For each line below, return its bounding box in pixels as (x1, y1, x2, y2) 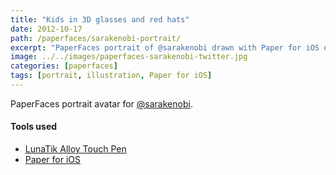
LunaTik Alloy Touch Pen (24, 143, 127, 155)
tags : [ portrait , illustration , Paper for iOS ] (10, 71, 213, 81)
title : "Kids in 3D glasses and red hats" (10, 14, 190, 25)
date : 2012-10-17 (10, 24, 83, 34)
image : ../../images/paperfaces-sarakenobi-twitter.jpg (10, 52, 248, 62)
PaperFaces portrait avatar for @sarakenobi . (10, 97, 193, 110)
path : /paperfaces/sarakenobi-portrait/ (10, 33, 182, 43)
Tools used (10, 121, 58, 133)
